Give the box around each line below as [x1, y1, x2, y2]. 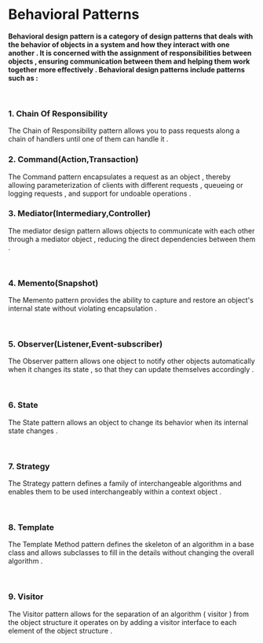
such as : [8, 73, 38, 83]
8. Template [8, 521, 55, 532]
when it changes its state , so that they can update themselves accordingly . [8, 365, 254, 374]
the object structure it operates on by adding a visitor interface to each [8, 617, 237, 626]
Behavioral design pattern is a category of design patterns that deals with [8, 31, 254, 41]
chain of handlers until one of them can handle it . [8, 134, 169, 144]
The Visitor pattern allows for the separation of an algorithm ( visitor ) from [8, 609, 250, 619]
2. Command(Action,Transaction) [8, 154, 139, 165]
